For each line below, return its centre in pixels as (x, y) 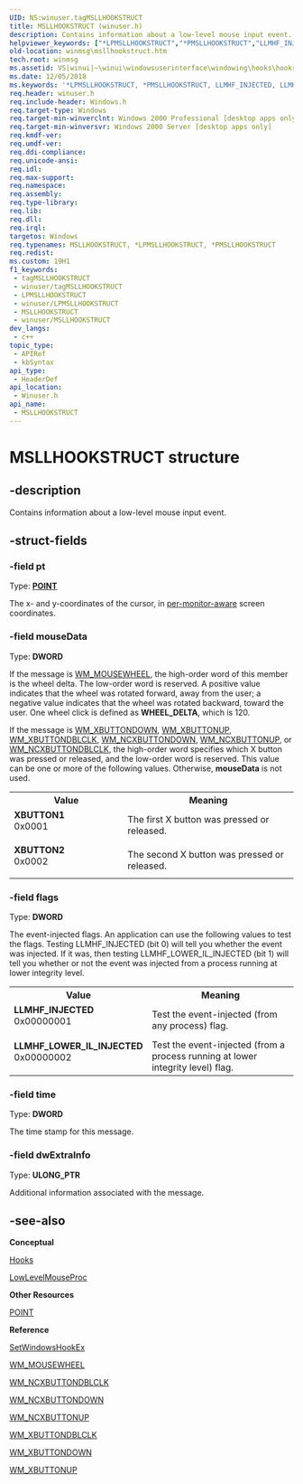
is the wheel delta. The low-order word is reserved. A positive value (135, 683)
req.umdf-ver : (36, 144)
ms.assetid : (32, 69)
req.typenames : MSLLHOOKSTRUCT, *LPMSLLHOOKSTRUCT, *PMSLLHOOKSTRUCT (143, 245)
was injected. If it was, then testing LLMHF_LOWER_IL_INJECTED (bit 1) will (149, 953)
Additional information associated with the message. (107, 1192)
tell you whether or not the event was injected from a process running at (143, 963)
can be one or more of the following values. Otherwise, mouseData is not (146, 768)
